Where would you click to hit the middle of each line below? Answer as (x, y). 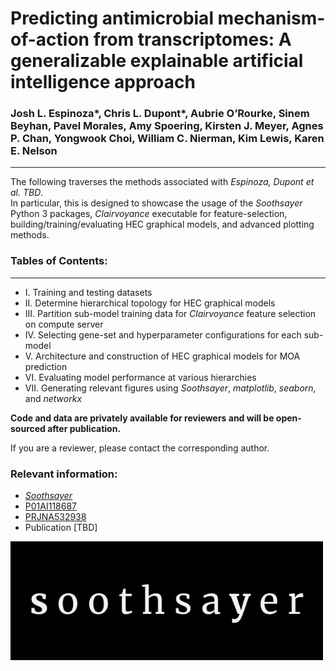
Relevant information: (64, 474)
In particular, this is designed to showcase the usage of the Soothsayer (156, 203)
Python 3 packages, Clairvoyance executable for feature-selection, (149, 214)
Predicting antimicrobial (112, 18)
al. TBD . (27, 193)
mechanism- (271, 18)
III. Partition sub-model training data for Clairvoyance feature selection (170, 313)
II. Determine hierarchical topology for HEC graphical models (150, 303)
